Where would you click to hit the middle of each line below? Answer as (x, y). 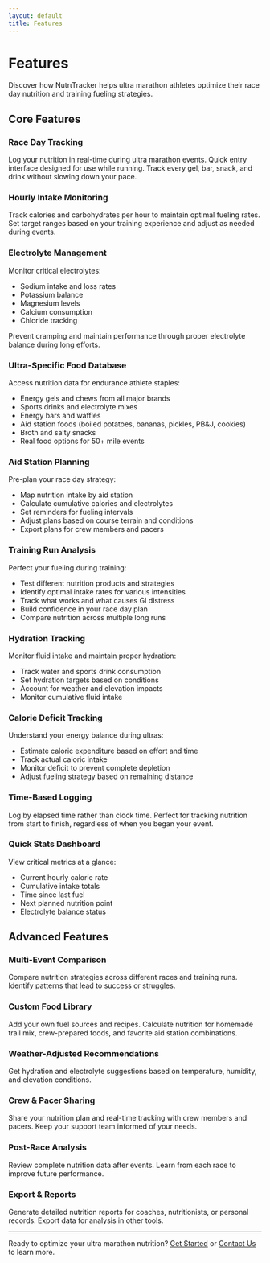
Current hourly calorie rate (64, 877)
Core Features (45, 119)
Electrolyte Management (57, 253)
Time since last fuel (52, 895)
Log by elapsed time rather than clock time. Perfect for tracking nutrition (128, 815)
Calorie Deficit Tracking (55, 718)
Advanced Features (59, 937)
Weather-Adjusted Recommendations (84, 1053)
